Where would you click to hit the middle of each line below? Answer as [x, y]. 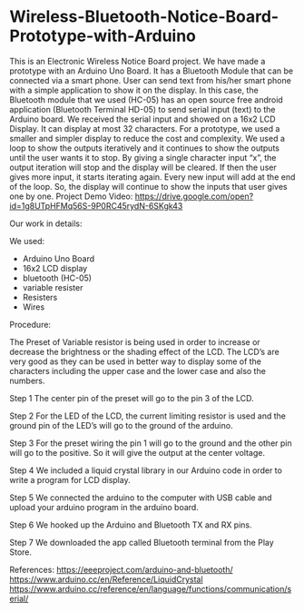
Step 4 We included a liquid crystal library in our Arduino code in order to [146, 470]
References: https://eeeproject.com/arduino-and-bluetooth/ [121, 569]
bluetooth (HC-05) [57, 278]
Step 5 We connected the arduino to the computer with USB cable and [141, 498]
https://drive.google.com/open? [194, 196]
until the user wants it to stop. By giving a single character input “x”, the [143, 157]
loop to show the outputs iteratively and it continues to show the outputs [144, 148]
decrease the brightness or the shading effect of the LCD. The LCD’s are [144, 351]
